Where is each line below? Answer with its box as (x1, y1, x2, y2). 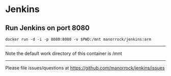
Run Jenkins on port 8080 (5, 24, 90, 32)
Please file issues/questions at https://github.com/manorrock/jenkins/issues (5, 65, 165, 71)
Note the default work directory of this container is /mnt (5, 50, 122, 56)
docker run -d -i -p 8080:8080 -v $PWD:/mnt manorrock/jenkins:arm (5, 37, 152, 42)
